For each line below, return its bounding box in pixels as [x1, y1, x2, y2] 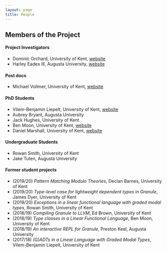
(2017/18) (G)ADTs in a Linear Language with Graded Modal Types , [12, 236, 151, 242]
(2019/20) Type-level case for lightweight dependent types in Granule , [12, 188, 158, 194]
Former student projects [5, 167, 57, 173]
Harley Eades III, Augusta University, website [12, 61, 105, 67]
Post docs [5, 72, 26, 78]
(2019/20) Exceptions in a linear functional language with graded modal [12, 199, 161, 205]
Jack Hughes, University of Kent [12, 117, 79, 123]
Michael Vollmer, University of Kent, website [12, 84, 103, 90]
